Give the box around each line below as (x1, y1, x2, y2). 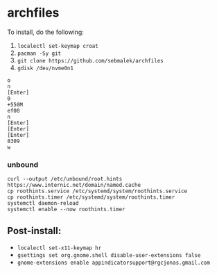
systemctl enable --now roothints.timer (7, 206, 126, 213)
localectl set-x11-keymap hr (17, 245, 102, 251)
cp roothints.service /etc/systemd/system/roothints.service (7, 188, 188, 195)
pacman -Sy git (17, 50, 62, 57)
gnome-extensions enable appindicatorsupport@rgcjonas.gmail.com (17, 259, 210, 267)
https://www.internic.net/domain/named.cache (7, 182, 141, 189)
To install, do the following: (7, 28, 85, 36)
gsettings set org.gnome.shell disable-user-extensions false (17, 252, 201, 259)
